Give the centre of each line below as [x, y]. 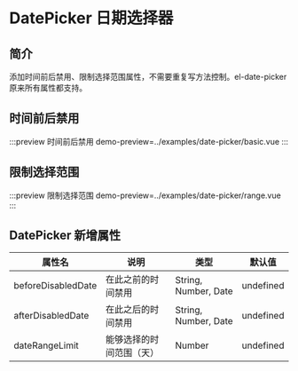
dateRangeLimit [47, 345]
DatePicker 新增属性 [65, 236]
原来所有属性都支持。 [48, 88]
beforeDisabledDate [55, 286]
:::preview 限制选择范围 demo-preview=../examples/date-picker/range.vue [145, 195]
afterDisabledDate [51, 316]
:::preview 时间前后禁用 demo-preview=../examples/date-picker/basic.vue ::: [149, 141]
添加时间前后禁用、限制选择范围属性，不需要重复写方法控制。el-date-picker [148, 77]
